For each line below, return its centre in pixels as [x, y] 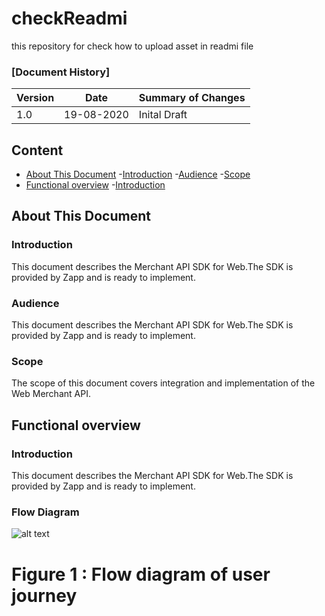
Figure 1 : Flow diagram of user [141, 574]
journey [44, 595]
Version [35, 98]
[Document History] [61, 72]
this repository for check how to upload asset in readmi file [132, 46]
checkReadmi [69, 18]
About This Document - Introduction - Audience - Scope [138, 174]
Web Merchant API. [51, 394]
